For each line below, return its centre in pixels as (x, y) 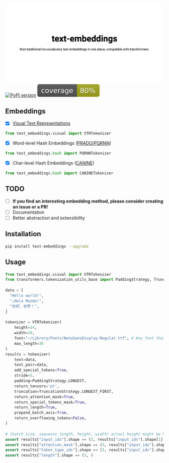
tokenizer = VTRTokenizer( (33, 322)
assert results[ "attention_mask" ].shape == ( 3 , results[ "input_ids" (78, 445)
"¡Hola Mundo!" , (27, 301)
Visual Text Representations (41, 123)
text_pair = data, (31, 365)
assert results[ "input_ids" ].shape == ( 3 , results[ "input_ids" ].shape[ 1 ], (85, 439)
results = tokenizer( (28, 354)
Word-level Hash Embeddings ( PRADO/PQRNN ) (62, 143)
